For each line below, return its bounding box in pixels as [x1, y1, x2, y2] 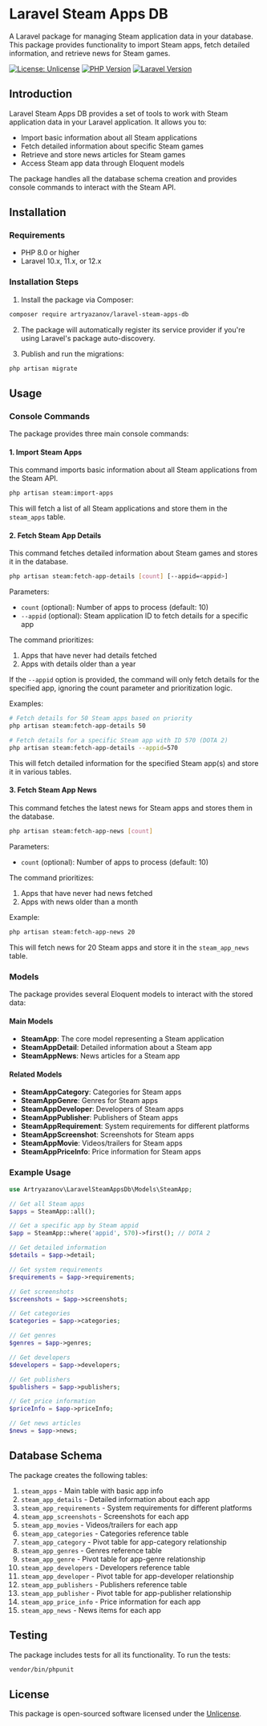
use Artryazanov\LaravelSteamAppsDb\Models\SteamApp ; [9, 1185, 193, 1193]
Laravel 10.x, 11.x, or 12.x [20, 256, 102, 266]
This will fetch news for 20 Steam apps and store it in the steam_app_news [9, 942, 249, 952]
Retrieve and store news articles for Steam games [20, 149, 186, 159]
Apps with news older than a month [20, 897, 139, 906]
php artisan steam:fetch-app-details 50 [9, 722, 147, 731]
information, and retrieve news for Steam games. [9, 48, 171, 58]
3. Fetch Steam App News [9, 785, 97, 795]
